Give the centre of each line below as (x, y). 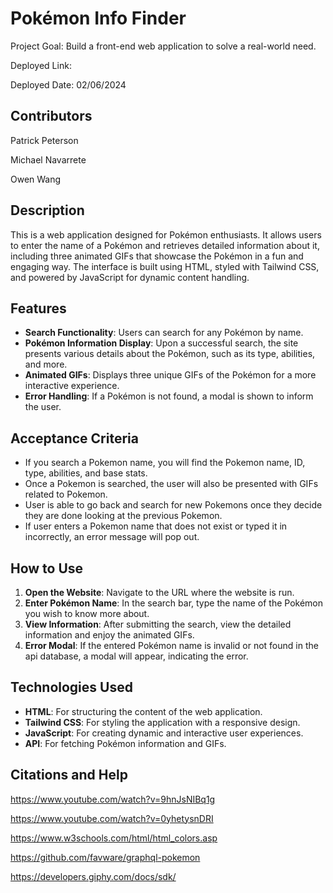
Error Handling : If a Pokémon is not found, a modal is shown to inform (169, 396)
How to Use (47, 568)
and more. (46, 364)
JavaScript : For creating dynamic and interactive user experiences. (164, 733)
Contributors (51, 116)
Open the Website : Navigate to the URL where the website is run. (159, 592)
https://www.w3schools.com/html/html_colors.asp (114, 838)
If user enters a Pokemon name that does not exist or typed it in (156, 526)
